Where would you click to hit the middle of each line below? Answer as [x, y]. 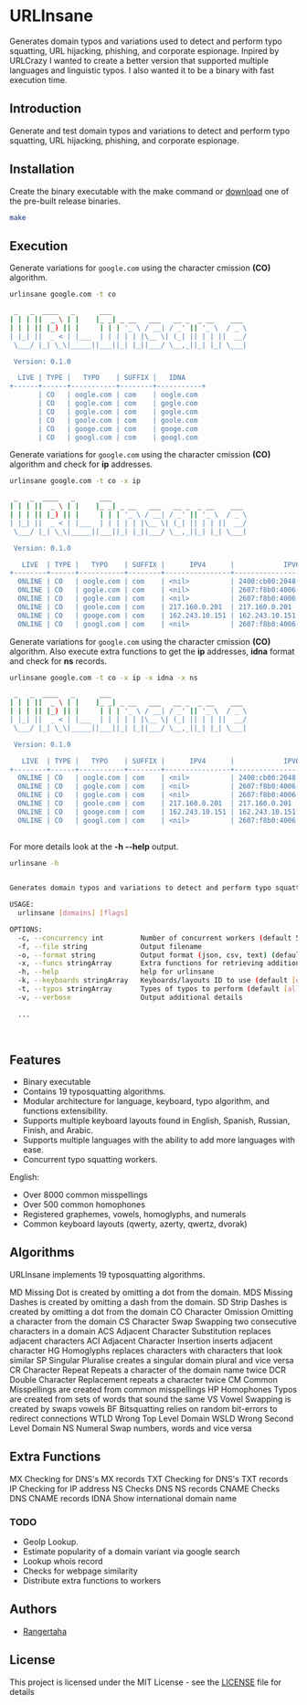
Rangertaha [44, 1631]
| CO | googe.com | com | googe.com [118, 429]
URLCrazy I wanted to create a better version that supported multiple [139, 60]
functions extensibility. [65, 1111]
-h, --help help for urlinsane [116, 972]
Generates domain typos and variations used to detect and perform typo [146, 41]
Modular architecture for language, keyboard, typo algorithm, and [146, 1101]
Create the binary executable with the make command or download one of [149, 191]
